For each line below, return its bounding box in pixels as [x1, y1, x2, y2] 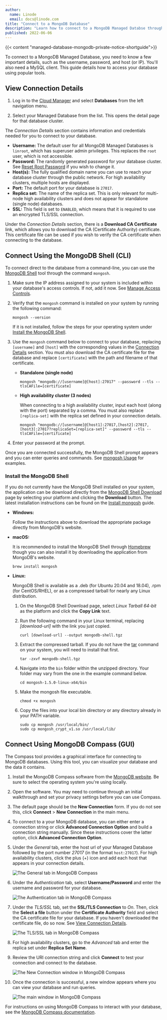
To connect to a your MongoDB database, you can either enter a [12, 818, 144, 824]
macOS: [12, 534, 30, 540]
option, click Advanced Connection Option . [12, 834, 103, 840]
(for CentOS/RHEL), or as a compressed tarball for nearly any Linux [12, 588, 151, 594]
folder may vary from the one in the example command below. [19, 670, 147, 677]
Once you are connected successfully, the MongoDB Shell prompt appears [5, 449, 159, 455]
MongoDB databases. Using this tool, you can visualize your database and [5, 758, 158, 764]
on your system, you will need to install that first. [19, 647, 119, 653]
